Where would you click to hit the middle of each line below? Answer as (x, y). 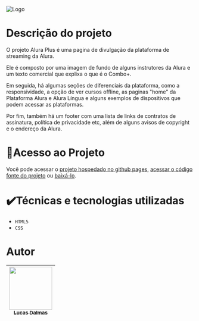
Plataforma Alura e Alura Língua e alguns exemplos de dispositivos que (93, 98)
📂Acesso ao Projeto (56, 153)
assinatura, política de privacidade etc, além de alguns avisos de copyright (98, 122)
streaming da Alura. (30, 56)
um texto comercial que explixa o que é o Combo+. (69, 74)
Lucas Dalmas (31, 312)
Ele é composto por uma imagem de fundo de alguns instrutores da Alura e (98, 67)
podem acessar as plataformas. (45, 104)
